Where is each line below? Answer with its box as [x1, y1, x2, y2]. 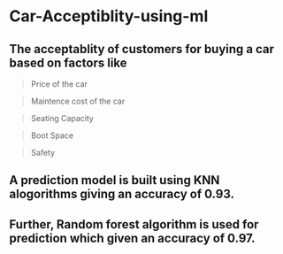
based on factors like [9, 55, 127, 70]
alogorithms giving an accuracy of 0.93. [9, 187, 235, 202]
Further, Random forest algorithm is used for [9, 217, 259, 232]
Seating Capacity [30, 113, 95, 123]
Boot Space [30, 130, 73, 141]
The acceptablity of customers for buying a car [9, 42, 275, 57]
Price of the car [30, 79, 88, 89]
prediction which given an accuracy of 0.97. [9, 230, 256, 245]
